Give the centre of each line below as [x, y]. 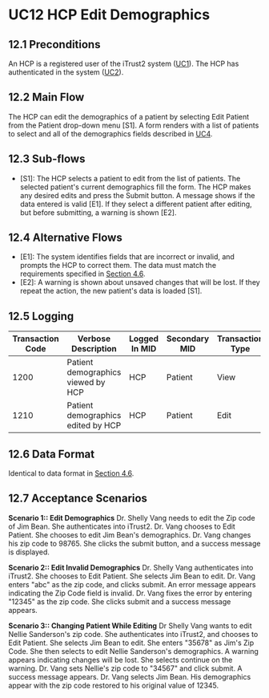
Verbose [94, 339]
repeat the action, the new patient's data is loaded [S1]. [111, 291]
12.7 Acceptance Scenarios [78, 499]
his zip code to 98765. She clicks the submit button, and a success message [134, 543]
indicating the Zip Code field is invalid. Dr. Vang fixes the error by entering [130, 593]
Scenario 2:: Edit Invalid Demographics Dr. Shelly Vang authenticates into [131, 567]
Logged [144, 339]
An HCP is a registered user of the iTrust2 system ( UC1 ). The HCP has [124, 63]
